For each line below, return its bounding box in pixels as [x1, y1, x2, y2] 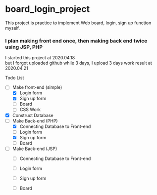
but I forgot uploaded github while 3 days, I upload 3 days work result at [5, 60, 152, 66]
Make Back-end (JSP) [12, 146, 57, 152]
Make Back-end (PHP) [12, 117, 58, 124]
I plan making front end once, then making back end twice [5, 37, 148, 44]
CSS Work [19, 107, 41, 113]
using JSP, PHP [5, 43, 43, 50]
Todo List [5, 75, 24, 81]
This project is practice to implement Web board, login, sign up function [5, 20, 152, 26]
